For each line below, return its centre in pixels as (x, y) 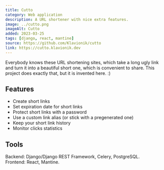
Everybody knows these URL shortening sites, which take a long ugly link (82, 62)
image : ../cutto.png (27, 24)
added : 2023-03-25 (25, 34)
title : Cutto (19, 10)
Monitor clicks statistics (37, 128)
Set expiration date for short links (48, 107)
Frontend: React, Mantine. (32, 162)
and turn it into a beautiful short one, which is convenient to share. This (80, 68)
